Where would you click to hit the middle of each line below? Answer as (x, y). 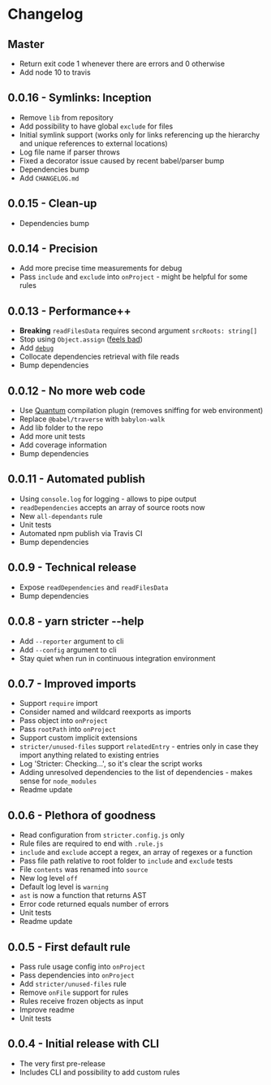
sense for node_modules (58, 781)
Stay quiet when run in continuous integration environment (117, 658)
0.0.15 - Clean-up (52, 204)
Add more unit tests (52, 437)
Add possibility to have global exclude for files (96, 126)
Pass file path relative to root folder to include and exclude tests (126, 861)
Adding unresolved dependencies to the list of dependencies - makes (136, 773)
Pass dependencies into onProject (77, 975)
